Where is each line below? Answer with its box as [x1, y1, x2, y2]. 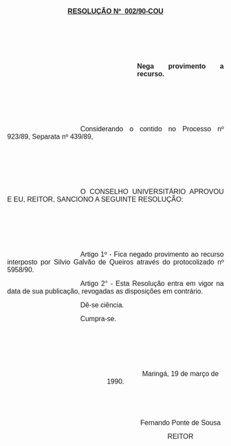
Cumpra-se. [80, 315, 117, 323]
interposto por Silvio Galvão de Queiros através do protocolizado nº [7, 258, 224, 266]
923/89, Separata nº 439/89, [7, 133, 93, 141]
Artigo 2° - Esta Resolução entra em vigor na [80, 280, 224, 287]
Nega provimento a [137, 63, 224, 70]
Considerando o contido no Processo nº [80, 125, 224, 133]
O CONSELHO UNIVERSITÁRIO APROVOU [80, 188, 224, 196]
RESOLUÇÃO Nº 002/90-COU [67, 8, 164, 15]
